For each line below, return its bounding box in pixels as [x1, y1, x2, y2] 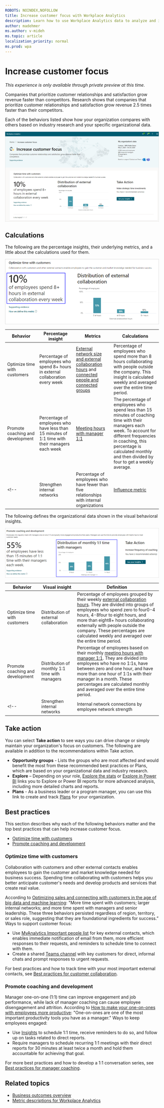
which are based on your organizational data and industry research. [12, 768, 149, 773]
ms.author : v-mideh [5, 28, 45, 34]
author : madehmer [5, 24, 41, 28]
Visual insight [42, 584, 72, 590]
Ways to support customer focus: [5, 920, 72, 926]
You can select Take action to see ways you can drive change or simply [5, 737, 150, 743]
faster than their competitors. [5, 107, 64, 113]
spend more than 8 [113, 353, 152, 360]
